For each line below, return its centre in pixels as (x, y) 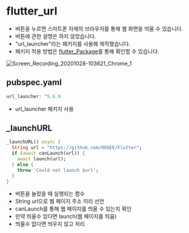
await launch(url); (42, 159)
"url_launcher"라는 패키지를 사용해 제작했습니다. (73, 44)
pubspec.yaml (34, 83)
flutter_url (32, 11)
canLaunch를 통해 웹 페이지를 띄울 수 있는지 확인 (73, 209)
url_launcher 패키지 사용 (44, 109)
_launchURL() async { (34, 142)
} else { (23, 165)
